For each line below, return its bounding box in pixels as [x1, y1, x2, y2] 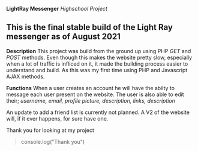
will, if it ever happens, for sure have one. [6, 115, 109, 122]
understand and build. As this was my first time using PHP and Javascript [6, 66, 188, 73]
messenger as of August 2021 [6, 32, 121, 42]
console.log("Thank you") [20, 138, 85, 145]
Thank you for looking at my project [6, 127, 95, 134]
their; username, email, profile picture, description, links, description [6, 97, 176, 104]
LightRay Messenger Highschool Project [6, 5, 108, 12]
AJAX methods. [6, 73, 45, 80]
